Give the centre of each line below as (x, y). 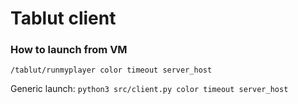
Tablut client (63, 18)
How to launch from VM (69, 50)
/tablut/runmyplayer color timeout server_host (111, 70)
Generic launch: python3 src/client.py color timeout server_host (149, 89)
